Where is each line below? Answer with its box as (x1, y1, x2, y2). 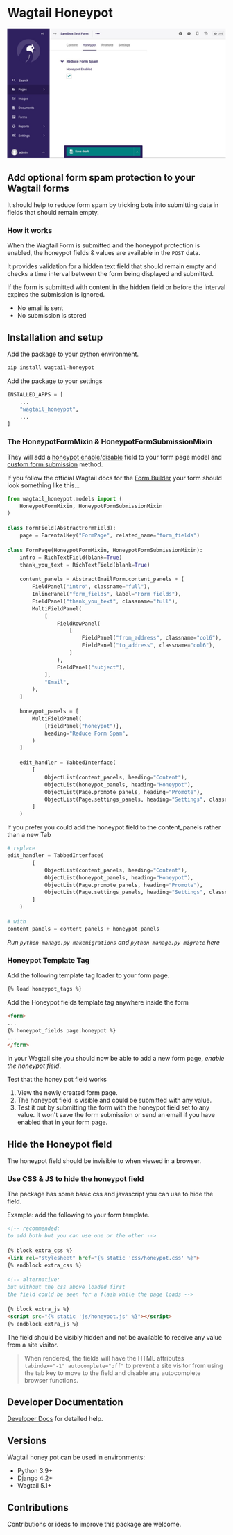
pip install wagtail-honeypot (7, 364, 95, 371)
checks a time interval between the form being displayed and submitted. (7, 270, 214, 278)
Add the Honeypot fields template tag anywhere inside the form (7, 998, 189, 1006)
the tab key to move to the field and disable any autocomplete (24, 1368, 201, 1377)
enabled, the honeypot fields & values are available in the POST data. (7, 249, 201, 257)
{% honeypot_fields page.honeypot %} (7, 1027, 116, 1034)
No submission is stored (17, 311, 87, 320)
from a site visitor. (7, 1340, 59, 1349)
